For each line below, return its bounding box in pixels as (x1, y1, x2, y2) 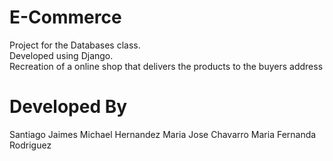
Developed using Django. (9, 49, 114, 61)
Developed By (9, 96, 128, 118)
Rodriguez (9, 139, 52, 151)
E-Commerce (9, 6, 122, 29)
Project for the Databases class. (9, 39, 141, 51)
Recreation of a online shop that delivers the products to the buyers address (9, 60, 324, 72)
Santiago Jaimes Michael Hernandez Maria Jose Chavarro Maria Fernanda (9, 128, 317, 140)
